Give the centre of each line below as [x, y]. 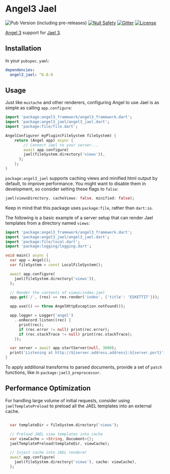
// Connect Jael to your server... [61, 145]
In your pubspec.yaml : [27, 61]
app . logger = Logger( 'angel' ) [41, 316]
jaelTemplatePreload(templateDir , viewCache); [60, 443]
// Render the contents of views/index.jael [57, 293]
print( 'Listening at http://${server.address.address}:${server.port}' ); [89, 353]
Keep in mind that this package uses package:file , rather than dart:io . [79, 208]
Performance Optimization [48, 388]
